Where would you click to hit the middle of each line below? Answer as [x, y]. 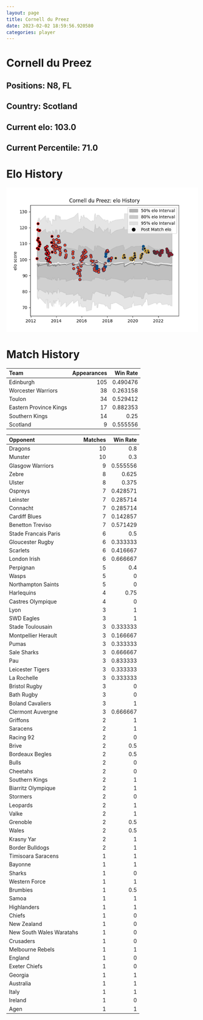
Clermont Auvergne [33, 712]
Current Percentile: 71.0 [52, 148]
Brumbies [21, 890]
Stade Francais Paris [35, 534]
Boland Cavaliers [30, 703]
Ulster [16, 483]
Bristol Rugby [26, 686]
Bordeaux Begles [30, 754]
